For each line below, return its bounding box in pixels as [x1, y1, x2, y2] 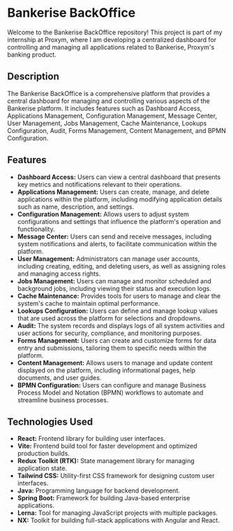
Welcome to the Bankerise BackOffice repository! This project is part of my [7, 28, 223, 36]
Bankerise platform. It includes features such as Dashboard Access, [7, 104, 202, 113]
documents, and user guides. [17, 373, 102, 382]
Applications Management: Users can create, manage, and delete [17, 187, 210, 196]
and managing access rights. [17, 269, 101, 278]
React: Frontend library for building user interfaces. [17, 434, 166, 443]
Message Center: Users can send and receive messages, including [17, 232, 212, 241]
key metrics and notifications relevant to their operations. [17, 180, 182, 188]
